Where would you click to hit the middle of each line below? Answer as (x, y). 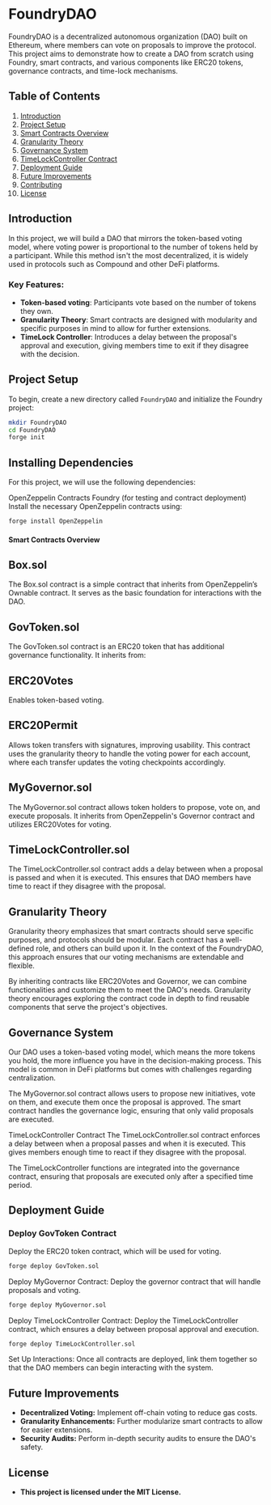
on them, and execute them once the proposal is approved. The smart (125, 1102)
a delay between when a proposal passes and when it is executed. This (127, 1144)
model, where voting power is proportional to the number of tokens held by (133, 247)
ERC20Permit (43, 725)
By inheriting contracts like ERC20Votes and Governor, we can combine (128, 981)
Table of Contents (55, 97)
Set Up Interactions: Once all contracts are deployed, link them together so (133, 1359)
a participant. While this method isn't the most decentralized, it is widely (129, 255)
